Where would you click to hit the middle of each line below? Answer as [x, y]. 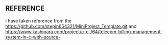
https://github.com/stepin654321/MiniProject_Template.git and [71, 26]
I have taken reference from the [39, 20]
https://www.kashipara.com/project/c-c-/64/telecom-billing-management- [84, 31]
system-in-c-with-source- [33, 37]
